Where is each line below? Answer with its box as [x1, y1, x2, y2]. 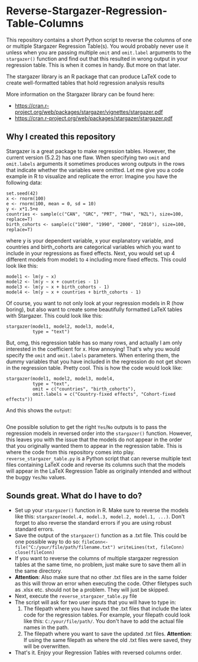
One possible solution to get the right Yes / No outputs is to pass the [6, 423, 167, 430]
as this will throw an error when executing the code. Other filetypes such [14, 580, 192, 587]
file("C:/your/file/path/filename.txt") [14, 544, 116, 550]
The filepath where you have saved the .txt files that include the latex [23, 605, 192, 612]
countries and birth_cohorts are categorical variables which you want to [6, 243, 181, 250]
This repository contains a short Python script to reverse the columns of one [6, 36, 192, 43]
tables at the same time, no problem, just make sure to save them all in [14, 561, 186, 568]
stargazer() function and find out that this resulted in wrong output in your [6, 55, 188, 62]
